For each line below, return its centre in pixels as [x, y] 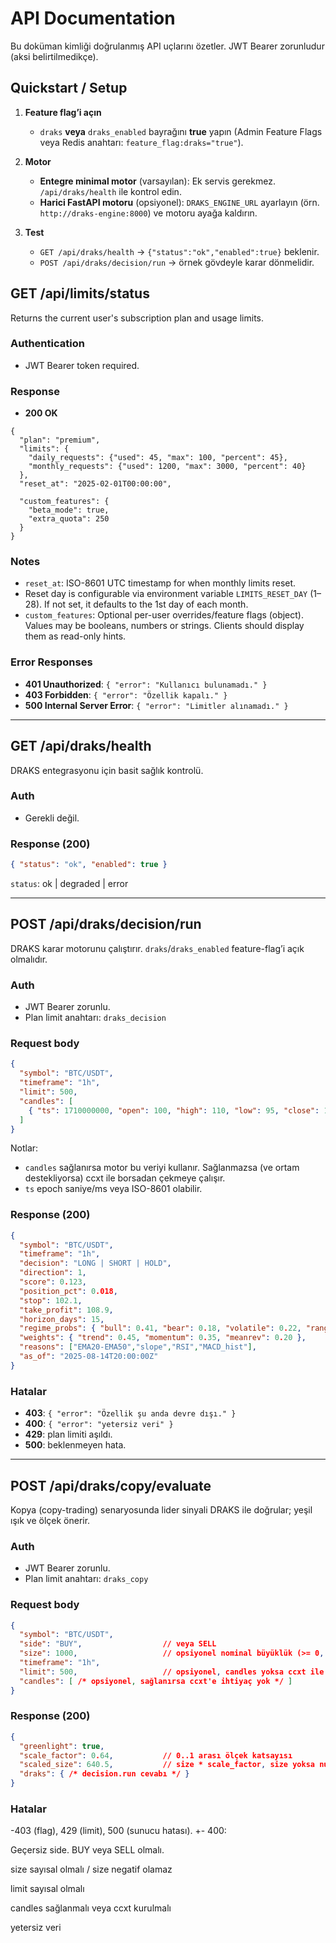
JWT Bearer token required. [82, 365]
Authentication [47, 344]
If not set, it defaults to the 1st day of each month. [146, 604]
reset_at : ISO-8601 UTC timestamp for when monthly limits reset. [160, 583]
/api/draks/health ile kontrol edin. [110, 191]
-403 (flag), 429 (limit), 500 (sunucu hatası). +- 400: [118, 1831]
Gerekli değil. [52, 818]
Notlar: [24, 1148]
